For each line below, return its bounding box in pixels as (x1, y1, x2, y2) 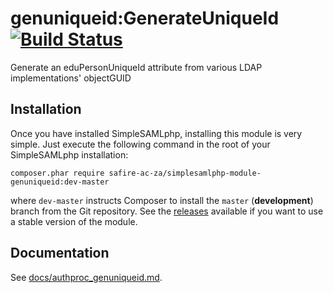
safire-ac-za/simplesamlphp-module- (108, 168, 262, 178)
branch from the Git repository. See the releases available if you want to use (10, 205, 324, 217)
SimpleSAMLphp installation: (10, 148, 129, 161)
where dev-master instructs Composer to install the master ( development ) (10, 194, 314, 206)
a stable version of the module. (10, 215, 138, 227)
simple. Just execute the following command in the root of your (10, 138, 271, 150)
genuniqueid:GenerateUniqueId (10, 7, 280, 30)
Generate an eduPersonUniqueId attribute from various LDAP (10, 61, 263, 73)
